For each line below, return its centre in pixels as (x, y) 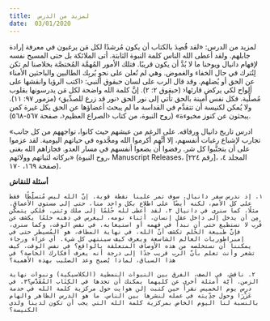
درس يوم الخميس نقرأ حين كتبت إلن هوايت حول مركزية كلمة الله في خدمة (131, 289)
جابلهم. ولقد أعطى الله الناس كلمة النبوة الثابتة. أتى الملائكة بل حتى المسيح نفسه (130, 55)
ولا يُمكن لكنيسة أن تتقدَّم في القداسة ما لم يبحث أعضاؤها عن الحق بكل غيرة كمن (131, 107)
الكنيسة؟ (24, 310)
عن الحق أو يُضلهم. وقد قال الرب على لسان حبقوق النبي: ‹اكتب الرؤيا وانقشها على (132, 81)
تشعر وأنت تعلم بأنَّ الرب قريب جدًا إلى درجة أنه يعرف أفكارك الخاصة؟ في (132, 253)
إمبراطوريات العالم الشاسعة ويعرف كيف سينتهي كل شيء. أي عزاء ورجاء (127, 239)
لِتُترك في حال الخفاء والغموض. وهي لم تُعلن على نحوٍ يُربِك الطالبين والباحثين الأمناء (133, 72)
